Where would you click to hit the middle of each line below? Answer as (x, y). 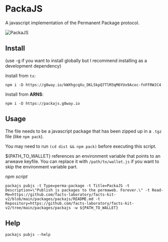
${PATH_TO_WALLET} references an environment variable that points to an (83, 156)
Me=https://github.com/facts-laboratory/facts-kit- (61, 195)
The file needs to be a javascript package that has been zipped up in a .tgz (83, 131)
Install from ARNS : (24, 94)
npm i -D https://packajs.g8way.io (43, 103)
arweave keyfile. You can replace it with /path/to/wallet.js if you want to (82, 161)
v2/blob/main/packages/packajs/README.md (49, 199)
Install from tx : (20, 76)
